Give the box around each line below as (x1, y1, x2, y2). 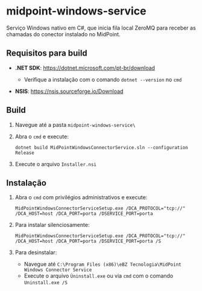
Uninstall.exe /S (24, 280, 68, 286)
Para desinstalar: (14, 249, 57, 256)
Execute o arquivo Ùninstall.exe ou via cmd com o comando (24, 272, 174, 280)
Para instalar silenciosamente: (14, 222, 90, 229)
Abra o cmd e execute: (14, 133, 69, 140)
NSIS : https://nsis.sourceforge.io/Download (14, 88, 124, 95)
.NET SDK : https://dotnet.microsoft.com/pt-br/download (14, 64, 156, 71)
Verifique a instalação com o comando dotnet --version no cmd (24, 75, 182, 83)
